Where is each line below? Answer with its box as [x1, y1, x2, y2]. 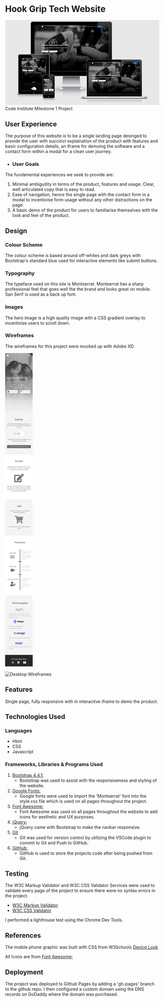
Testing [5, 870, 29, 878]
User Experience [5, 120, 57, 128]
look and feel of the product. [12, 212, 70, 218]
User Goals [12, 161, 39, 167]
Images [5, 303, 23, 310]
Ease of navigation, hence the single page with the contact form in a [12, 192, 150, 198]
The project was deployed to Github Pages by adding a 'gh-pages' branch [5, 981, 155, 987]
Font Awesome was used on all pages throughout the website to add [19, 809, 158, 815]
